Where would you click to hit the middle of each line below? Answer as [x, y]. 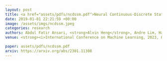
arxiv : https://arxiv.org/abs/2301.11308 [49, 51]
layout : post [19, 10]
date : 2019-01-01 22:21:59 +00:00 [41, 19]
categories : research [28, 28]
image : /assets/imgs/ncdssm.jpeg [40, 24]
